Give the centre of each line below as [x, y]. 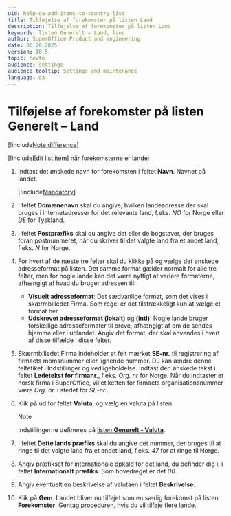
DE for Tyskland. [41, 220]
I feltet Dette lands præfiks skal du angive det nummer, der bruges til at [119, 443]
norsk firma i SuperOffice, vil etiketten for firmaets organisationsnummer [120, 383]
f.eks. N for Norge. [44, 248]
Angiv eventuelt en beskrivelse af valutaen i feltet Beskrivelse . [106, 484]
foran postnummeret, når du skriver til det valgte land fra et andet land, [118, 240]
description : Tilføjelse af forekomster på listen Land [89, 26]
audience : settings [36, 65]
